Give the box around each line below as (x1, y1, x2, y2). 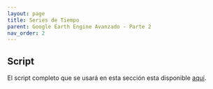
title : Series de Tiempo (7, 17, 80, 24)
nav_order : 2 (7, 29, 45, 37)
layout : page (7, 10, 45, 17)
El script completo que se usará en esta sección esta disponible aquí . (7, 74, 207, 82)
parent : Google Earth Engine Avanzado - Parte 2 (7, 23, 152, 30)
